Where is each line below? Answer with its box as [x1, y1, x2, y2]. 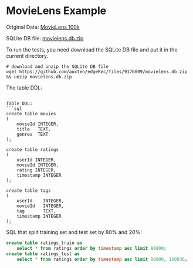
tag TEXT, [16, 208, 57, 214]
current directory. [6, 52, 49, 59]
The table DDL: [6, 84, 43, 91]
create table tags [6, 187, 51, 194]
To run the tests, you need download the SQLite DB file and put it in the [6, 46, 178, 53]
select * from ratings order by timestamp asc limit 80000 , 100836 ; [16, 256, 188, 262]
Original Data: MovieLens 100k [6, 23, 80, 30]
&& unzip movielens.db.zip [6, 74, 72, 80]
